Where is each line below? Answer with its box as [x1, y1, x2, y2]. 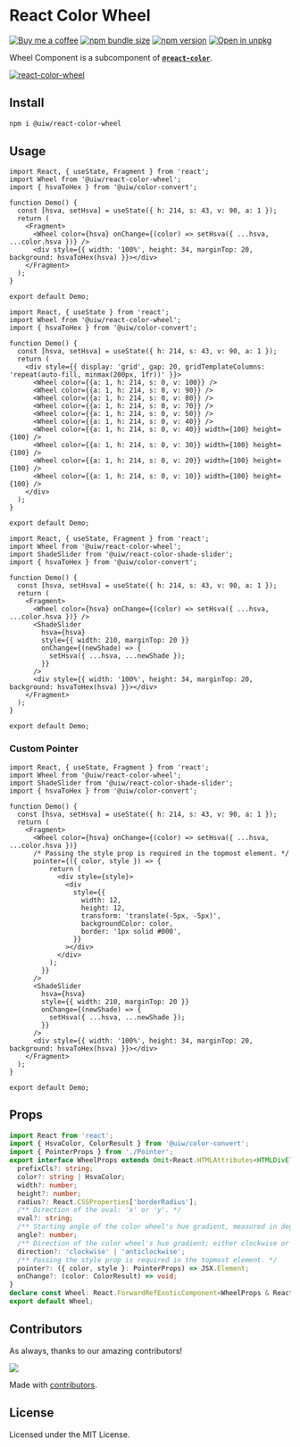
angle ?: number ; [17, 1231, 78, 1240]
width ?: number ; [17, 1180, 78, 1190]
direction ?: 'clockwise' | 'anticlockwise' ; [17, 1247, 186, 1256]
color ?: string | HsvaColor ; [17, 1172, 126, 1181]
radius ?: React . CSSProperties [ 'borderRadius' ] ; [17, 1197, 198, 1206]
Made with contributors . [9, 1379, 98, 1390]
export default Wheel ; [9, 1297, 94, 1306]
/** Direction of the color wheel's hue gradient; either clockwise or [17, 1238, 290, 1248]
